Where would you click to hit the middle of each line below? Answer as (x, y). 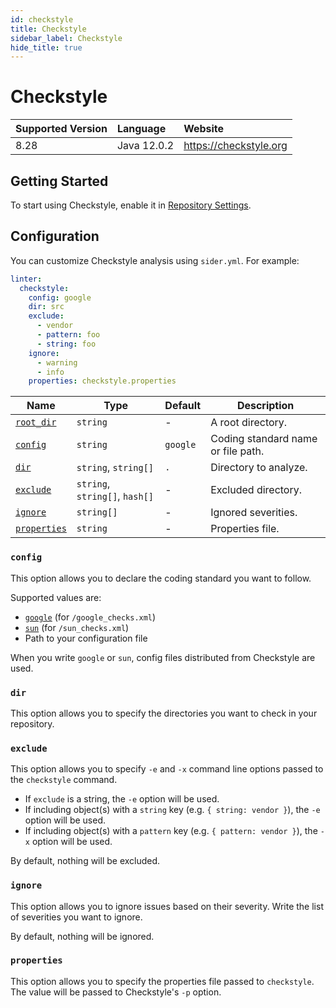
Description (265, 406)
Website (204, 129)
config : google (60, 297)
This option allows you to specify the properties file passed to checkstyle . (162, 981)
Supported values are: (56, 597)
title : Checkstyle (48, 29)
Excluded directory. (256, 490)
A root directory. (249, 423)
